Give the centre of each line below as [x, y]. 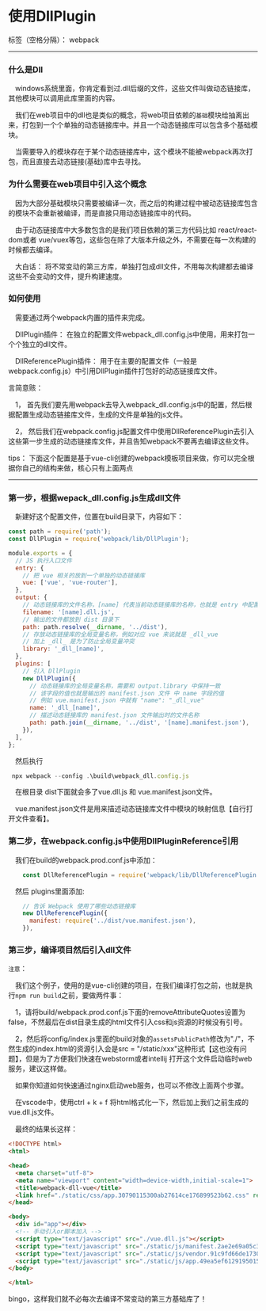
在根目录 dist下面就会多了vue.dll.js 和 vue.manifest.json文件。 [116, 792]
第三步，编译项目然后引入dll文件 [70, 950]
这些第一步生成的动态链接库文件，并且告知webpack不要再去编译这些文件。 [131, 441]
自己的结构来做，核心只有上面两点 [77, 467]
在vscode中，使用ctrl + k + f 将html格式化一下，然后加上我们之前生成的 [132, 1103]
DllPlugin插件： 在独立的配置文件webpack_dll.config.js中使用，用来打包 [132, 334]
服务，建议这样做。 [40, 1069]
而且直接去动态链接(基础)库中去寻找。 [84, 162]
